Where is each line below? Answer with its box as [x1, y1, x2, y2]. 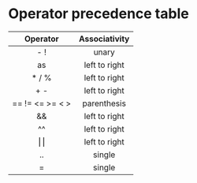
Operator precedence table [8, 5, 189, 23]
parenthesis [82, 98, 126, 109]
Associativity [78, 33, 130, 44]
